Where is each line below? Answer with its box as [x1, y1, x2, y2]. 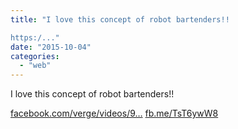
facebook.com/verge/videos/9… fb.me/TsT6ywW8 [10, 107, 219, 120]
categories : [10, 51, 60, 61]
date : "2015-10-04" [10, 42, 92, 52]
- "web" [19, 61, 52, 71]
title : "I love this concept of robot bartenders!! [10, 14, 230, 25]
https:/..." [10, 32, 60, 43]
